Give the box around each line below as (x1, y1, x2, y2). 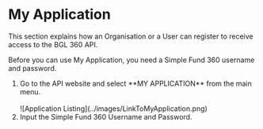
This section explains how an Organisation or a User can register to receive (8, 31, 253, 41)
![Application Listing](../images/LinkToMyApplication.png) (19, 104, 208, 113)
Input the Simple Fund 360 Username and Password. (19, 112, 192, 121)
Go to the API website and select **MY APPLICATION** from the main (19, 79, 252, 88)
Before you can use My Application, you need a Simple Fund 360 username (8, 55, 255, 64)
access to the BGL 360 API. (8, 39, 98, 49)
